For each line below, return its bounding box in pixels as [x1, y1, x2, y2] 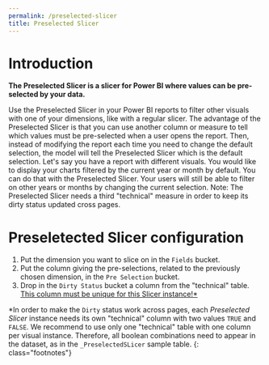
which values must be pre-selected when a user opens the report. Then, [8, 131, 250, 141]
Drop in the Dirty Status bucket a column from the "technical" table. [19, 281, 250, 291]
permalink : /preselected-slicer [8, 11, 117, 20]
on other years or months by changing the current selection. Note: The [8, 183, 244, 193]
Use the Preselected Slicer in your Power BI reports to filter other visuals [8, 105, 250, 115]
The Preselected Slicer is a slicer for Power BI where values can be [8, 81, 237, 91]
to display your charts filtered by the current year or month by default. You [8, 165, 256, 175]
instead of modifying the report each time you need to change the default [8, 139, 253, 150]
